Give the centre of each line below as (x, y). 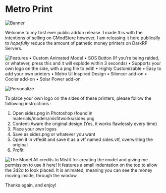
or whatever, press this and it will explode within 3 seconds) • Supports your (83, 63)
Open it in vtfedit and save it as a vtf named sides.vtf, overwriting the (83, 139)
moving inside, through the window (41, 175)
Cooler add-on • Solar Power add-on (43, 79)
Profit (18, 150)
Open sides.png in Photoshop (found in (52, 113)
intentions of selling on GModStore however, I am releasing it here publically (83, 38)
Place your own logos (34, 129)
